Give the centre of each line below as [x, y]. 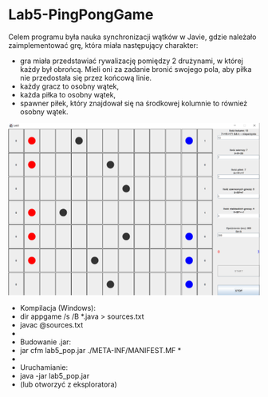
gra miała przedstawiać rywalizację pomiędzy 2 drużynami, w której [131, 61]
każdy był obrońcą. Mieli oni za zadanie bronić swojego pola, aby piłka [136, 69]
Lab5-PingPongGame [81, 15]
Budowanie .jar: [45, 342]
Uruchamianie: [44, 367]
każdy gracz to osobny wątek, [69, 86]
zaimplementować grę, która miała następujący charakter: [103, 45]
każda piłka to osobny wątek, [68, 94]
